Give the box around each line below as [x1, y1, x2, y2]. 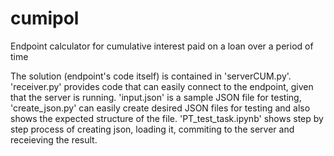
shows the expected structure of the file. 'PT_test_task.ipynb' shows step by [10, 112, 324, 124]
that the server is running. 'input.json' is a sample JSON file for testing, [10, 91, 302, 103]
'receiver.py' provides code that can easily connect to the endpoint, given [10, 80, 314, 92]
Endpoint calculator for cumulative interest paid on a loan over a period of [10, 40, 314, 52]
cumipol [10, 7, 80, 30]
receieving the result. [10, 133, 98, 146]
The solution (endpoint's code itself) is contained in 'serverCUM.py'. [10, 70, 292, 82]
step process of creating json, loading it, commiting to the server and [10, 123, 295, 135]
